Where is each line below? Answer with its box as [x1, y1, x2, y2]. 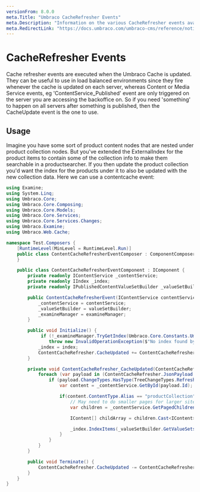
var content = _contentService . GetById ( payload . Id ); [59, 382, 193, 389]
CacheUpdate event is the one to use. [6, 108, 99, 116]
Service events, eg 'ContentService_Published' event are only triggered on [6, 90, 189, 97]
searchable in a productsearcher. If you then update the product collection [6, 161, 189, 167]
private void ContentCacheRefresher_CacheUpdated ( [27, 366, 156, 372]
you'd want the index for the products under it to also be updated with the [6, 167, 187, 174]
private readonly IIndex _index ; [27, 278, 111, 285]
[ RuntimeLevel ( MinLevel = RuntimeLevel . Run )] [17, 245, 132, 251]
